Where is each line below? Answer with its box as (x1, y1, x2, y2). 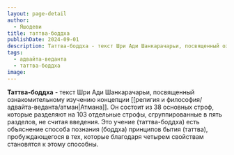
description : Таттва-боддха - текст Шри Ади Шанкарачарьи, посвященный (7, 43, 219, 50)
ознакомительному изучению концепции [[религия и (7, 95, 165, 103)
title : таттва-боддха (7, 29, 70, 37)
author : (7, 17, 30, 24)
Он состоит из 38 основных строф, (110, 103, 214, 111)
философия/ (166, 95, 203, 103)
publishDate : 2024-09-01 (7, 36, 79, 43)
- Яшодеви (13, 23, 42, 30)
